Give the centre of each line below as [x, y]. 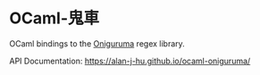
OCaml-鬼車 [55, 18]
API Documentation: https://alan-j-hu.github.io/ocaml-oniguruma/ [130, 61]
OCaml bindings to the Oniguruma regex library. [97, 43]
